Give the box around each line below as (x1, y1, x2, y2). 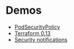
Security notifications (14, 36, 67, 43)
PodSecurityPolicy (14, 23, 61, 30)
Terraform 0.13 (14, 29, 51, 36)
